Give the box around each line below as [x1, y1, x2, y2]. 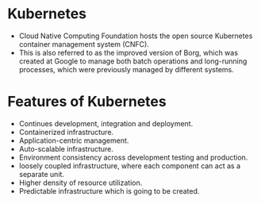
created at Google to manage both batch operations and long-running [18, 56, 248, 66]
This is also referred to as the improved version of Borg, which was [18, 48, 239, 57]
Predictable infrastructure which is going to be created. [18, 186, 200, 195]
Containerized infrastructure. [18, 127, 114, 137]
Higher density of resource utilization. [18, 178, 143, 187]
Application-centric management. [18, 136, 129, 145]
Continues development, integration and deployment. [18, 118, 194, 128]
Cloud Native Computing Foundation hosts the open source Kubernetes [18, 31, 253, 40]
